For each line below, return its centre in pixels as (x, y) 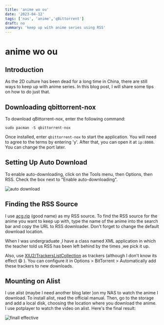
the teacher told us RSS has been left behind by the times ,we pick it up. (77, 246)
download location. (24, 231)
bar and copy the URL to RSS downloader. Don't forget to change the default (82, 226)
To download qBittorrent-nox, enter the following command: (65, 119)
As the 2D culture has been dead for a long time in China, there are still (76, 81)
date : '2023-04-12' (25, 14)
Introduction (24, 69)
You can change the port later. (35, 147)
